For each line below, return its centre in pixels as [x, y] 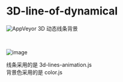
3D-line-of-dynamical [62, 11]
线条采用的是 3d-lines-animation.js [49, 65]
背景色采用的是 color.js [34, 72]
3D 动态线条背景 [58, 28]
